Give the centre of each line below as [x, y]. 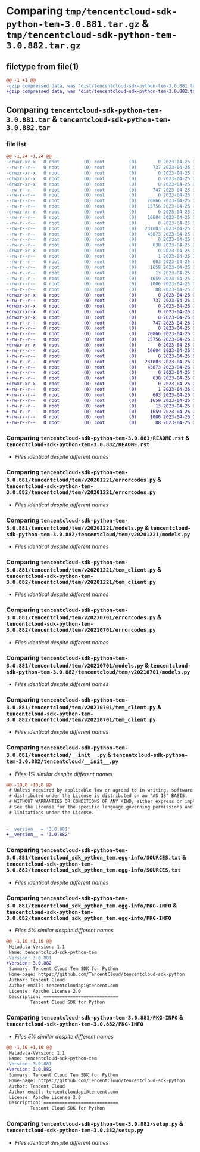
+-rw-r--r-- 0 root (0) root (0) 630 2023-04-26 [98, 378]
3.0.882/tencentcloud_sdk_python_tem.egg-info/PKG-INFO [89, 918]
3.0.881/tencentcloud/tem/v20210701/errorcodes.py [81, 618]
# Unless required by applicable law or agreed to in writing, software [101, 790]
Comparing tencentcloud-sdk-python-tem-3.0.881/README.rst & [98, 438]
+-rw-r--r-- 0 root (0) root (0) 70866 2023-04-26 [98, 334]
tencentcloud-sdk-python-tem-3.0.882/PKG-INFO [75, 1024]
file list [16, 144]
